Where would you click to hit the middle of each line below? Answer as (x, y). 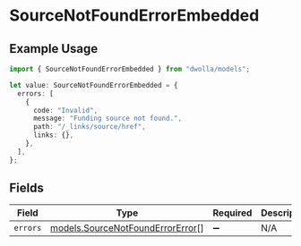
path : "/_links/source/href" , (89, 127)
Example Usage (54, 49)
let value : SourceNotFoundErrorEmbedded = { (94, 85)
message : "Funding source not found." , (107, 119)
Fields (27, 188)
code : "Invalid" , (65, 110)
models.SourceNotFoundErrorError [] (127, 228)
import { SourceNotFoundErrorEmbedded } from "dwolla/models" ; (130, 69)
